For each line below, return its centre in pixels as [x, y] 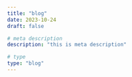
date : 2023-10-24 [32, 20]
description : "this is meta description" [67, 45]
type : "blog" [26, 63]
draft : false [26, 26]
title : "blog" [27, 13]
